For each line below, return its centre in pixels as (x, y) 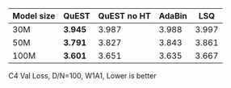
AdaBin (173, 16)
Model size (34, 16)
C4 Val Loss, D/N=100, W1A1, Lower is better (82, 75)
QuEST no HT (124, 16)
